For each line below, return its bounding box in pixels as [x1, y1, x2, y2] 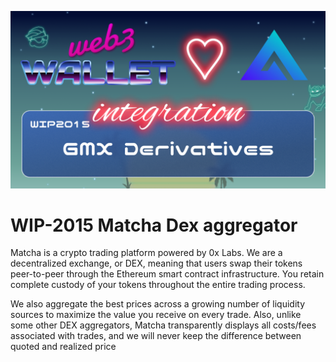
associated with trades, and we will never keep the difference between [10, 330, 302, 342]
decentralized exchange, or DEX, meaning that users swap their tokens [10, 257, 303, 270]
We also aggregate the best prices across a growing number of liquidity [10, 298, 306, 310]
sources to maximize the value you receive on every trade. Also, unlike [10, 309, 302, 321]
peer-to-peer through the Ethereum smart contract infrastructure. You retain [10, 268, 325, 280]
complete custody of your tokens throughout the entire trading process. [10, 279, 306, 291]
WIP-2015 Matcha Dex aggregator [10, 214, 298, 236]
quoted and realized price [10, 341, 117, 353]
